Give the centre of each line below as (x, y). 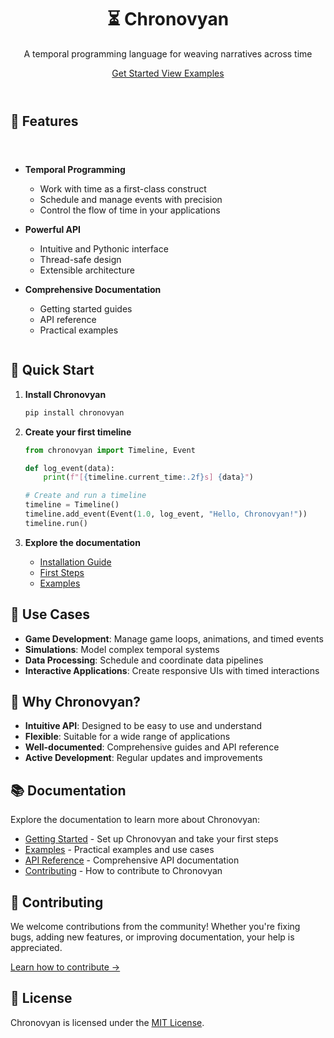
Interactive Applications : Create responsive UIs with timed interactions (172, 670)
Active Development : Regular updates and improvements (143, 758)
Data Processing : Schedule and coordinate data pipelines (144, 660)
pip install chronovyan (74, 412)
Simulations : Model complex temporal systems (122, 649)
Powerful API (53, 229)
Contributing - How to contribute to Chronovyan (123, 871)
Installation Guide (75, 562)
